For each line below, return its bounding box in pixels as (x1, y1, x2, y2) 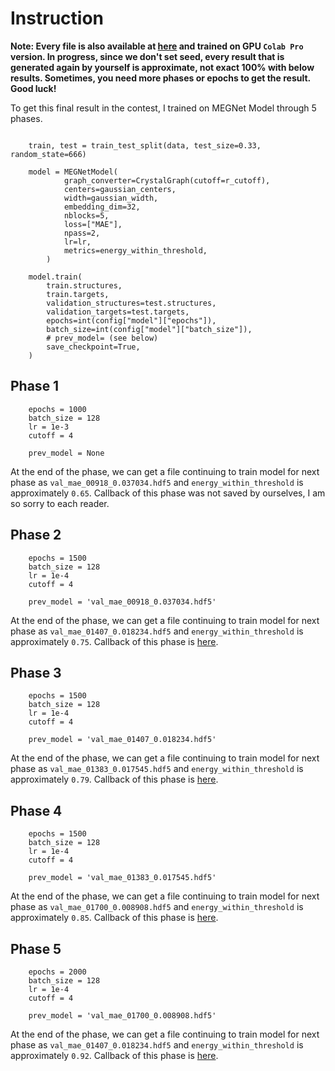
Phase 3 (10, 664, 62, 681)
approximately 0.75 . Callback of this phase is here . (10, 635, 219, 647)
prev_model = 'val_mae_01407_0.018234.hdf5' (28, 735, 217, 745)
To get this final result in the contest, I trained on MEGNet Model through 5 (10, 102, 317, 114)
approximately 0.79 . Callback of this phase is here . (10, 773, 219, 786)
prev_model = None (28, 448, 105, 458)
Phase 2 (10, 527, 62, 544)
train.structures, (46, 280, 123, 291)
